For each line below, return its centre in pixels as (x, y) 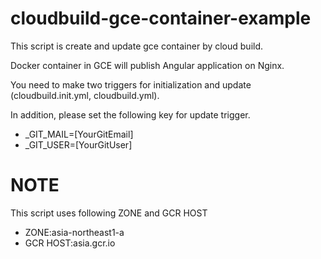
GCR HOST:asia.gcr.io (70, 243)
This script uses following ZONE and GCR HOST (109, 213)
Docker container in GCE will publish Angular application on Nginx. (147, 65)
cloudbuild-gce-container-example (161, 18)
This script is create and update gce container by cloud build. (137, 46)
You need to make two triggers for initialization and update (131, 84)
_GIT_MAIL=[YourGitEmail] (79, 134)
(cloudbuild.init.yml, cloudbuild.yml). (85, 95)
